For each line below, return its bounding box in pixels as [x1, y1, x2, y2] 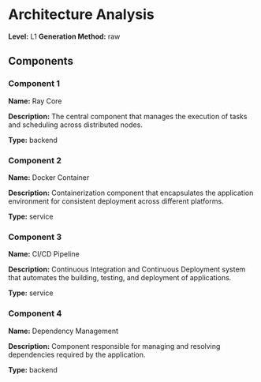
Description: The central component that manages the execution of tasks [8, 111, 248, 121]
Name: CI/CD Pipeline [8, 249, 80, 259]
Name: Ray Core [8, 96, 62, 106]
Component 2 [8, 155, 62, 166]
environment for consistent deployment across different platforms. [8, 196, 224, 206]
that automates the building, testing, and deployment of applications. [8, 273, 232, 283]
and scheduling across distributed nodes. [8, 120, 144, 129]
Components [8, 54, 73, 68]
